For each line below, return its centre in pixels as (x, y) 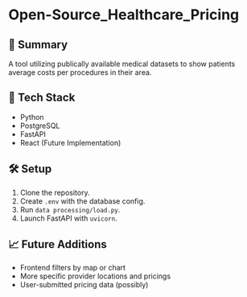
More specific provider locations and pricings (95, 276)
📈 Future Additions (58, 244)
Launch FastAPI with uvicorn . (69, 218)
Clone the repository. (55, 192)
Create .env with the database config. (82, 201)
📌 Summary (38, 45)
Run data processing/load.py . (70, 209)
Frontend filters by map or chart (73, 268)
